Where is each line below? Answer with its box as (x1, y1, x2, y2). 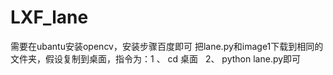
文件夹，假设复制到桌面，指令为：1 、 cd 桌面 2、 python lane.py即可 (10, 52, 302, 65)
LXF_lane (10, 6, 89, 29)
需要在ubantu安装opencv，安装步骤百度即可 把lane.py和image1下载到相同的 (10, 40, 324, 52)
